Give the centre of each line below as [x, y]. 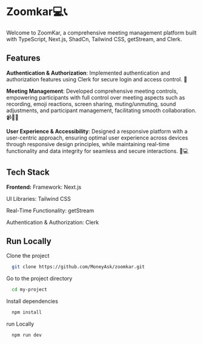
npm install [27, 312]
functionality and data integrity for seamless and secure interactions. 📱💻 [98, 151]
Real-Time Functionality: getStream [50, 211]
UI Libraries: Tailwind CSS [38, 198]
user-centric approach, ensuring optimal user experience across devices [97, 138]
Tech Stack [28, 173]
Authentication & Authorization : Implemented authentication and [88, 73]
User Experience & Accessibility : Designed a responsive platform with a [97, 131]
